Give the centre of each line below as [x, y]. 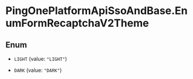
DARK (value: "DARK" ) [38, 70]
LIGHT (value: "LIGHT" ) [40, 59]
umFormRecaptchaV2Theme [77, 23]
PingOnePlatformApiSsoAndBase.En [97, 11]
